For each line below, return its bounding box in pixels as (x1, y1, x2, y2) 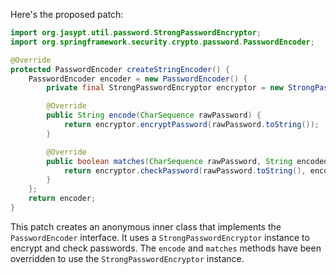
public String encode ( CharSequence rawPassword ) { (46, 110, 262, 121)
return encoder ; (28, 194, 97, 204)
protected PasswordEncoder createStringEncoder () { (10, 64, 230, 74)
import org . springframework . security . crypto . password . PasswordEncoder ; (10, 37, 315, 47)
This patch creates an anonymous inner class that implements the (10, 220, 282, 233)
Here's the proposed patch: (10, 9, 124, 20)
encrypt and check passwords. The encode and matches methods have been (10, 242, 322, 254)
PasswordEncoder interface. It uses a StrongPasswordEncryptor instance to (10, 231, 310, 243)
